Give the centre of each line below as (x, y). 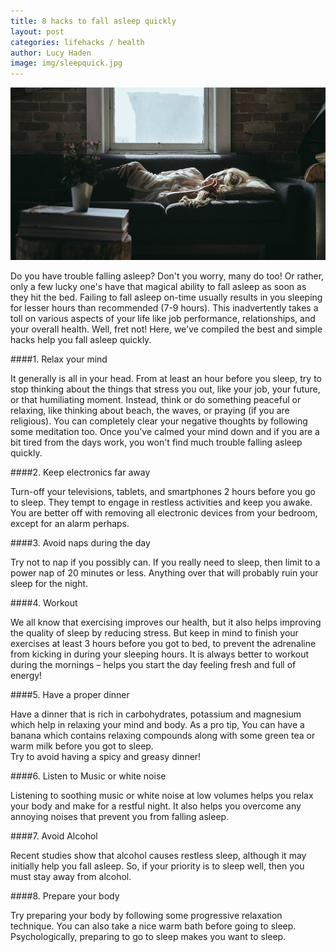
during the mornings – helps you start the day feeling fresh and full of (153, 664)
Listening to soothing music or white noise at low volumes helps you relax (162, 795)
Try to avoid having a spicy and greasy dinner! (106, 756)
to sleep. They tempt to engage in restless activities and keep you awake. (161, 502)
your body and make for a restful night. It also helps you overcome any (156, 806)
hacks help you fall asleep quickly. (81, 339)
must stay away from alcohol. (71, 876)
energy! (26, 675)
